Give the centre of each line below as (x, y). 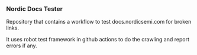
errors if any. (22, 46)
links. (13, 28)
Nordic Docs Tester (35, 9)
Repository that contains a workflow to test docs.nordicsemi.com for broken (99, 22)
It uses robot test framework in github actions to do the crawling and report (98, 40)
